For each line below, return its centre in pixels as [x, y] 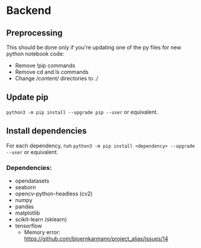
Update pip [27, 97]
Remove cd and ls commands [52, 72]
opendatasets [32, 181]
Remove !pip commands [45, 65]
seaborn [25, 187]
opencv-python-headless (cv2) [54, 194]
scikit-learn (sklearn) [41, 219]
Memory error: [42, 232]
